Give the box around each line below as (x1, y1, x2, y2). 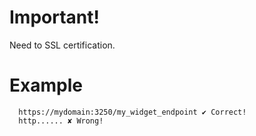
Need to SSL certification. (9, 39, 116, 51)
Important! (9, 6, 100, 29)
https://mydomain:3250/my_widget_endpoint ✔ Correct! (18, 107, 247, 117)
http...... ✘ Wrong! (18, 116, 104, 126)
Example (9, 74, 83, 97)
